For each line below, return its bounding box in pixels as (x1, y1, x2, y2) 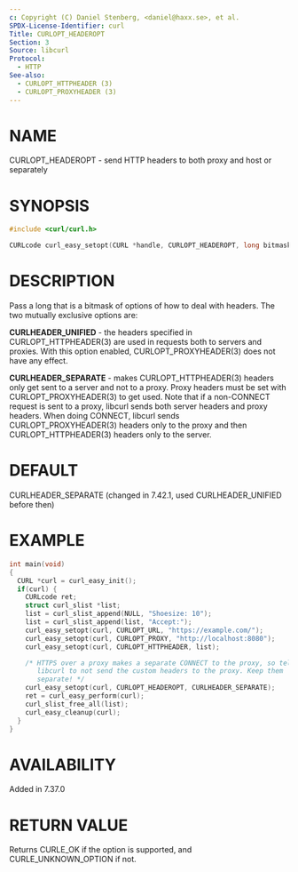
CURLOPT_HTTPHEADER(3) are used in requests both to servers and (9, 337, 263, 348)
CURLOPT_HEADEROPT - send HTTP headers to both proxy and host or (9, 155, 272, 165)
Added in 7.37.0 (9, 784, 66, 795)
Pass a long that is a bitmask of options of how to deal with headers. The (9, 300, 275, 311)
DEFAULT (9, 460, 78, 481)
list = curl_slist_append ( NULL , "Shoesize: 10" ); (25, 610, 213, 619)
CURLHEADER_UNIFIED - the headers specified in (9, 327, 193, 338)
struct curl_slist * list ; (25, 601, 122, 610)
